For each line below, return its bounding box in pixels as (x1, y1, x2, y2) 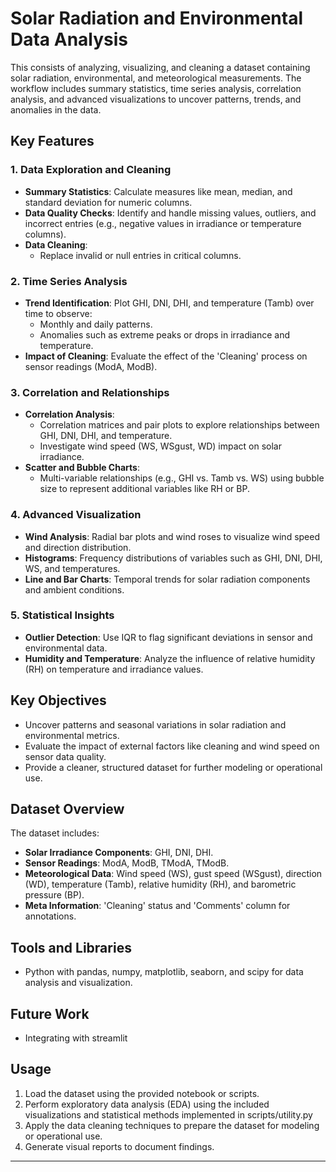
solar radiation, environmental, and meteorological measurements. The (10, 72, 302, 84)
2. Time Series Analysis (10, 274, 128, 288)
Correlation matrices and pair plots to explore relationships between (39, 419, 320, 431)
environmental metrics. (24, 729, 120, 741)
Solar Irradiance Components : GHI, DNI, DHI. (24, 847, 214, 859)
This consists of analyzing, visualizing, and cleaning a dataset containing (10, 61, 311, 73)
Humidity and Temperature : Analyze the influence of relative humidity (24, 652, 316, 664)
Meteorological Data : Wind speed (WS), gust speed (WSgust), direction (24, 868, 323, 880)
